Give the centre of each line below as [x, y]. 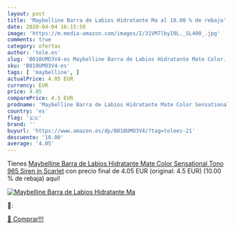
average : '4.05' [31, 144]
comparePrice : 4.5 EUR [40, 99]
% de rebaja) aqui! [34, 178]
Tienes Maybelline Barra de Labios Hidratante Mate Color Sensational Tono [115, 164]
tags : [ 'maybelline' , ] [43, 72]
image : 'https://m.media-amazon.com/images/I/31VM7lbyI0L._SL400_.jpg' [114, 33]
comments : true [29, 40]
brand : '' [22, 124]
